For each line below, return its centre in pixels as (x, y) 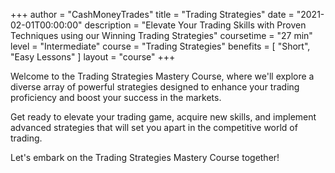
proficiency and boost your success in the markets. (116, 97)
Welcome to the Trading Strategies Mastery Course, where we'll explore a (162, 76)
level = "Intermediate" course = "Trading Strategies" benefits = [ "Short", (160, 46)
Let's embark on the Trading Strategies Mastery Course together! (145, 157)
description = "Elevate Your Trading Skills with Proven (195, 25)
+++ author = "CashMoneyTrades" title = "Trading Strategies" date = (152, 14)
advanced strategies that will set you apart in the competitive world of (154, 127)
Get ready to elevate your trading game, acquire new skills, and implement (163, 117)
